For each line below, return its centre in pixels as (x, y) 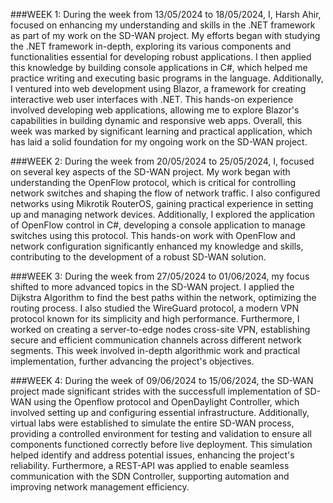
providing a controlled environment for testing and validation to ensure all (161, 433)
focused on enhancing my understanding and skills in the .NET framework (163, 25)
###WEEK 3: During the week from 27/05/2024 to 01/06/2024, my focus (160, 276)
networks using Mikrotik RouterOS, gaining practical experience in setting (162, 203)
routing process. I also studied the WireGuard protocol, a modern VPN (155, 308)
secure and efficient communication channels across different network (156, 340)
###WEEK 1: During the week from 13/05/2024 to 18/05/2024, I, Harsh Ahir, (166, 14)
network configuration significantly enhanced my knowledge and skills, (157, 246)
